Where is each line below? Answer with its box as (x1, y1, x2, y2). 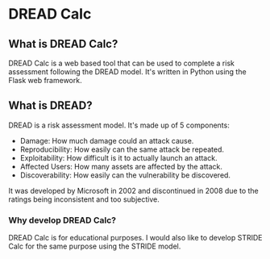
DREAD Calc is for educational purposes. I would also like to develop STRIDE (8, 233, 264, 243)
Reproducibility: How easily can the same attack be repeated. (19, 144, 224, 154)
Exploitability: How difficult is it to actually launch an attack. (19, 152, 218, 162)
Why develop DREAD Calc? (8, 215, 117, 226)
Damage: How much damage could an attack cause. (19, 136, 194, 145)
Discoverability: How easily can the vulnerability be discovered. (19, 170, 231, 180)
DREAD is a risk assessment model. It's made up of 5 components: (8, 120, 230, 130)
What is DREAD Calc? (8, 37, 118, 51)
